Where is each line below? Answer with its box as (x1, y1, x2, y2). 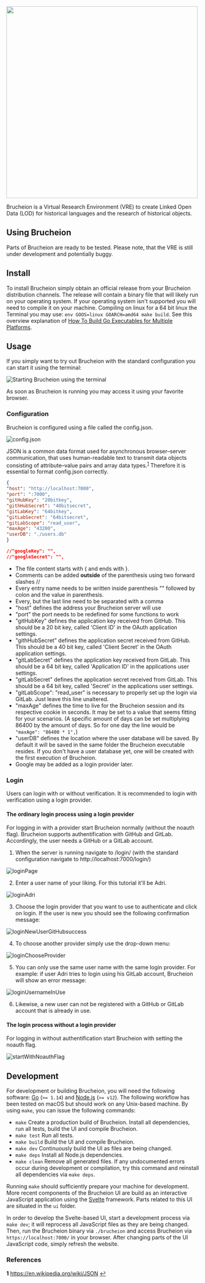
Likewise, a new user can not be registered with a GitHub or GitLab (15, 1001, 184, 1008)
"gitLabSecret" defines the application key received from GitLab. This (15, 656, 191, 664)
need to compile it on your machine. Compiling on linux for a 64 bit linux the (6, 304, 198, 311)
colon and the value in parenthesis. (15, 591, 104, 598)
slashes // (15, 578, 40, 585)
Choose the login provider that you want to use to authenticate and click (15, 903, 198, 910)
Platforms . (6, 324, 32, 331)
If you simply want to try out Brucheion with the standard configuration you (6, 357, 196, 365)
